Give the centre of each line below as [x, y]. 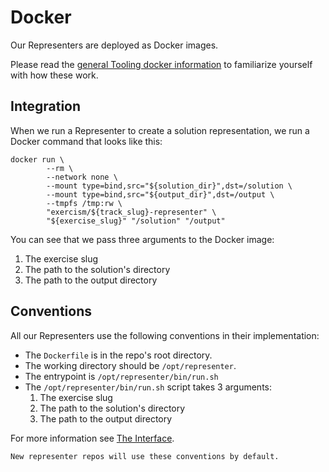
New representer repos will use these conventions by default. [145, 456]
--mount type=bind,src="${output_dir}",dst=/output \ [160, 194]
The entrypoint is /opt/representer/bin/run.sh [121, 376]
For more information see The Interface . [92, 438]
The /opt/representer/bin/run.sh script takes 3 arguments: [148, 387]
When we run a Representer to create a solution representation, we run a [160, 130]
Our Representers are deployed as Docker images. [114, 45]
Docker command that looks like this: [86, 141]
